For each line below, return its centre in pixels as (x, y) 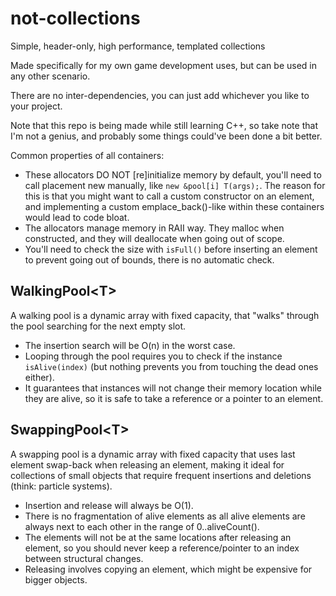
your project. (36, 106)
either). (39, 377)
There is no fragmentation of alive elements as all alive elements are (165, 516)
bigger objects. (56, 579)
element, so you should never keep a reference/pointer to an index (162, 548)
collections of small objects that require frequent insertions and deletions (161, 475)
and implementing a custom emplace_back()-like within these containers (174, 206)
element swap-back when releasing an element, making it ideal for (147, 464)
